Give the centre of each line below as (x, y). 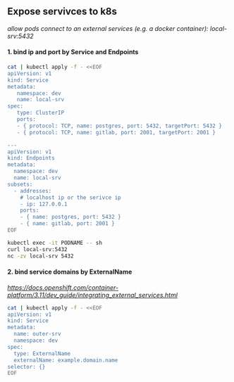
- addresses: (33, 191)
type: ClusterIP (41, 113)
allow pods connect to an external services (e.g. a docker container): (108, 28)
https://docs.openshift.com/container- (63, 287)
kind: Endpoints (31, 158)
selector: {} (26, 367)
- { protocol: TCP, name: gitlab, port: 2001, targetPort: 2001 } (116, 132)
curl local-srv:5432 (38, 249)
